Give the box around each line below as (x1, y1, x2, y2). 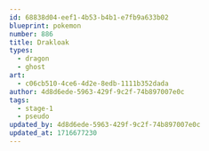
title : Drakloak (9, 37, 69, 47)
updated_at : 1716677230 (9, 129, 98, 138)
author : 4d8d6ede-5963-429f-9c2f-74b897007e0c (9, 87, 185, 96)
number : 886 (9, 29, 53, 38)
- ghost (17, 63, 46, 72)
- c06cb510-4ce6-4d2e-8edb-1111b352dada (17, 79, 169, 88)
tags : (9, 95, 29, 105)
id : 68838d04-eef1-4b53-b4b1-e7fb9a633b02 (9, 12, 169, 22)
